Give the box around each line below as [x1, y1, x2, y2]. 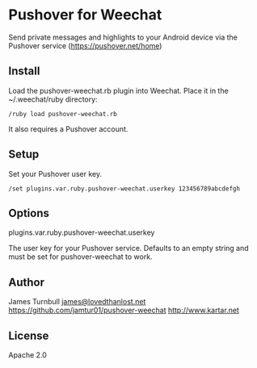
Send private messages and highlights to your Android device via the [8, 32, 238, 42]
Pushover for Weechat [8, 6, 162, 24]
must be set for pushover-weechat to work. [8, 252, 153, 261]
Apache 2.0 [8, 350, 47, 360]
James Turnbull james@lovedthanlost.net [8, 297, 146, 307]
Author [8, 275, 44, 289]
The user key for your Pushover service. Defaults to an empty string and [8, 244, 249, 253]
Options [8, 206, 50, 220]
